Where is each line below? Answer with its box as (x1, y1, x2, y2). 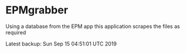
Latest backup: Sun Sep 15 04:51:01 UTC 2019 (5, 40, 117, 47)
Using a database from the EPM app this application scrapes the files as (5, 23, 180, 30)
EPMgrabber (5, 3, 68, 17)
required (5, 29, 26, 36)
